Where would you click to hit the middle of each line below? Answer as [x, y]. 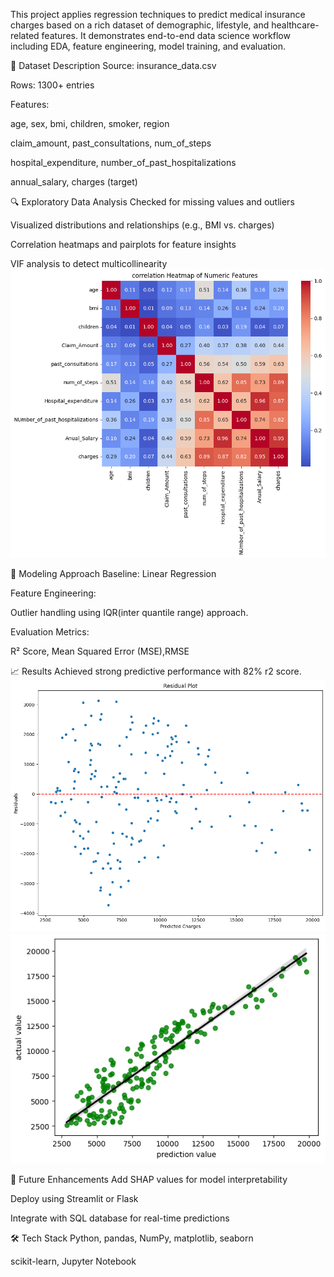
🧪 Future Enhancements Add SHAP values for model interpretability [149, 1180]
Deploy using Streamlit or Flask [74, 1199]
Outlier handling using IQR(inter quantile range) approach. [129, 613]
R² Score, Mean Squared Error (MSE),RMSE [100, 651]
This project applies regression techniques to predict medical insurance [158, 14]
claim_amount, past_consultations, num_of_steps [111, 143]
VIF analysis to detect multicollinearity [89, 263]
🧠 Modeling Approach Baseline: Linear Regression [113, 574]
